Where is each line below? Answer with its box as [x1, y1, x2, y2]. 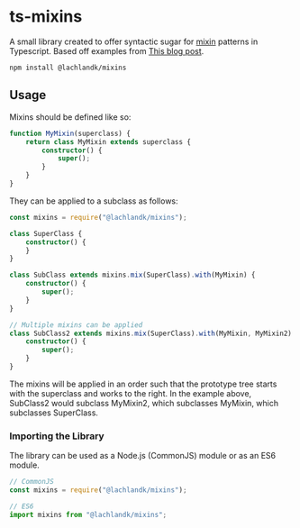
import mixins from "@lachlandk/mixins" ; [9, 510, 168, 519]
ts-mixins [9, 6, 83, 27]
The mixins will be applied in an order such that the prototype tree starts [9, 378, 277, 389]
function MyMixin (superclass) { [9, 129, 131, 138]
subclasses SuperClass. [9, 407, 99, 418]
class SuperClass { [9, 229, 83, 238]
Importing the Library [9, 430, 105, 442]
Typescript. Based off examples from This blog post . [9, 45, 205, 56]
